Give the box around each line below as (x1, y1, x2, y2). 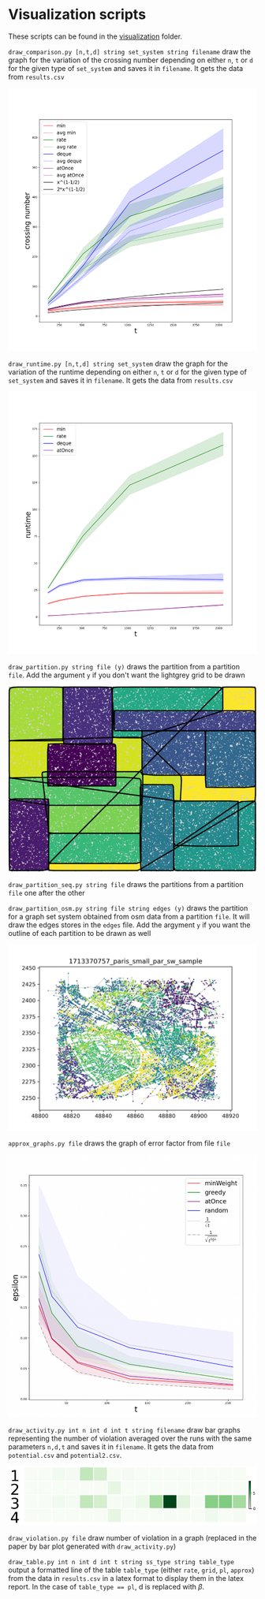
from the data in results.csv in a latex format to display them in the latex (8, 1574, 244, 1583)
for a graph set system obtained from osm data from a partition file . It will (8, 912, 250, 922)
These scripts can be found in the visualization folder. (8, 32, 183, 41)
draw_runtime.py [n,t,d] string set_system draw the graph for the (8, 359, 229, 368)
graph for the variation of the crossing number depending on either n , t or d (8, 55, 254, 65)
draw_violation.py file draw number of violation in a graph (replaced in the (8, 1534, 257, 1543)
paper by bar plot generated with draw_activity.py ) (8, 1541, 176, 1551)
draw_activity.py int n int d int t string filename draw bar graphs (8, 1425, 241, 1434)
